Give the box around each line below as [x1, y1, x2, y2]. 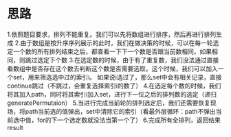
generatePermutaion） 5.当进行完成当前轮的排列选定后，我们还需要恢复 [7, 99, 211, 107]
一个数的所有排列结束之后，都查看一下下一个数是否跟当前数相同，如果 [12, 47, 212, 55]
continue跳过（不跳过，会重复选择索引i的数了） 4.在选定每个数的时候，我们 [7, 82, 221, 90]
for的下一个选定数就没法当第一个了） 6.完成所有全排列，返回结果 [36, 116, 221, 124]
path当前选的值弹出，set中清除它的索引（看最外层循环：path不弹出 [25, 107, 216, 115]
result [7, 123, 24, 132]
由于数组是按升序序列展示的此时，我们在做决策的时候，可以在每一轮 [20, 38, 213, 47]
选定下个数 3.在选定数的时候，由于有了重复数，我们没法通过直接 [36, 55, 219, 64]
